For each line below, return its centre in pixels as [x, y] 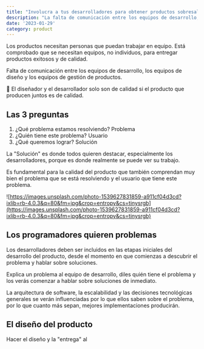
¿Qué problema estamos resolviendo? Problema [75, 129]
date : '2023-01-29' [31, 23]
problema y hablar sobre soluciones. [52, 262]
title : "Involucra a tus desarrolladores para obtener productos [90, 12]
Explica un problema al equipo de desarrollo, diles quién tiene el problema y [101, 274]
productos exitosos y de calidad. [47, 59]
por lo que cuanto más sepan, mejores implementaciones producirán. [93, 305]
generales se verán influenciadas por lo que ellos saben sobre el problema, [100, 299]
